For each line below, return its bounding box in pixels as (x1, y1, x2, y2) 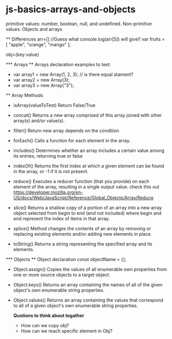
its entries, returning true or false (13, 153, 83, 159)
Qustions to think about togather (13, 312, 84, 318)
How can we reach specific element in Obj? (20, 328, 113, 334)
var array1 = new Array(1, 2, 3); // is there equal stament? (13, 71, 134, 78)
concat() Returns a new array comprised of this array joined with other (13, 112, 162, 118)
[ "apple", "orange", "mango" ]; (6, 41, 71, 47)
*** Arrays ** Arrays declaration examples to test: (6, 61, 111, 67)
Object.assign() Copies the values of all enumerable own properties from (13, 266, 167, 272)
